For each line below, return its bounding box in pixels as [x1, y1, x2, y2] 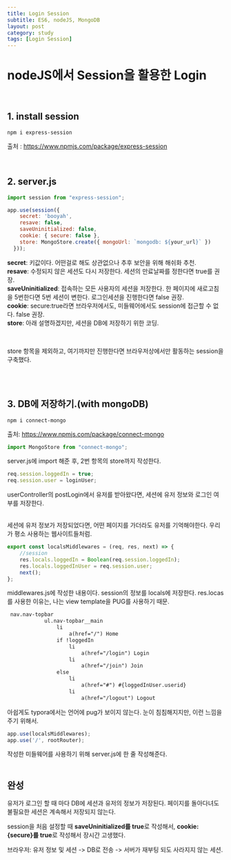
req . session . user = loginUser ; [7, 477, 97, 484]
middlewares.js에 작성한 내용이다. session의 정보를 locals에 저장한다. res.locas [7, 589, 224, 597]
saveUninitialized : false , [19, 226, 97, 233]
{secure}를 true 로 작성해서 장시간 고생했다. [7, 831, 126, 839]
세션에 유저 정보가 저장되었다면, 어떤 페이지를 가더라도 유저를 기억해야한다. [7, 521, 208, 530]
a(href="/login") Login [81, 650, 150, 657]
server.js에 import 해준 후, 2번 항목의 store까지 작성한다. [7, 457, 161, 466]
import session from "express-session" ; [7, 194, 125, 201]
